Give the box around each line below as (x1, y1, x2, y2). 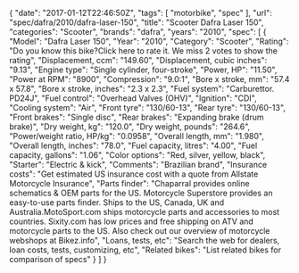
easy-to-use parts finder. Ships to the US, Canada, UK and (9, 197, 225, 208)
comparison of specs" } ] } (9, 254, 107, 264)
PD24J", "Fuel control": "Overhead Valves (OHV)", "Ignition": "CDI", (9, 93, 257, 103)
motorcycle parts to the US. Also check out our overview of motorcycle (9, 226, 270, 236)
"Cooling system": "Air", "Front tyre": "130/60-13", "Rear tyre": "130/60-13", (9, 103, 286, 112)
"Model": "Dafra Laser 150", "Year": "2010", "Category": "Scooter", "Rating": (9, 36, 289, 46)
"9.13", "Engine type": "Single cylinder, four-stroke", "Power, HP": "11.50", (9, 64, 278, 75)
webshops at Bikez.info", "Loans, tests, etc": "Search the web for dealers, (9, 236, 280, 245)
